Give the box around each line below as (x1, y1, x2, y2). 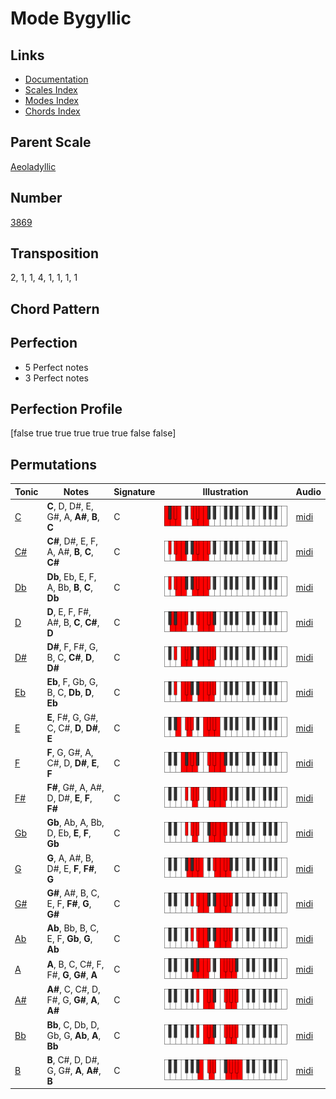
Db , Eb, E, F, (46, 570, 97, 582)
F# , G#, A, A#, (46, 782, 105, 794)
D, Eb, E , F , (46, 827, 92, 839)
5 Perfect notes (24, 361, 89, 373)
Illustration (202, 485, 249, 497)
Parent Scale (10, 134, 92, 151)
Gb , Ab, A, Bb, (46, 817, 105, 829)
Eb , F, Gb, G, (46, 676, 98, 688)
